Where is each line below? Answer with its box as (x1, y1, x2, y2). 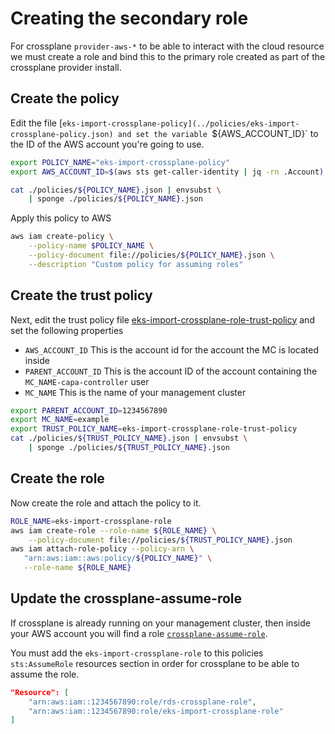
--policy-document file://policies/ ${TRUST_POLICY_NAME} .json (28, 535, 293, 545)
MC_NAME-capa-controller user (24, 375, 150, 387)
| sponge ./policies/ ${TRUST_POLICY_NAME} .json (28, 443, 230, 453)
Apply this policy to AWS (10, 212, 112, 224)
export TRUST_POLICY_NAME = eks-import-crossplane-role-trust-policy (10, 424, 298, 434)
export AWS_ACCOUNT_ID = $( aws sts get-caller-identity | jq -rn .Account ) (10, 167, 325, 177)
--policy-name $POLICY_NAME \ (28, 241, 155, 251)
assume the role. (10, 668, 80, 680)
